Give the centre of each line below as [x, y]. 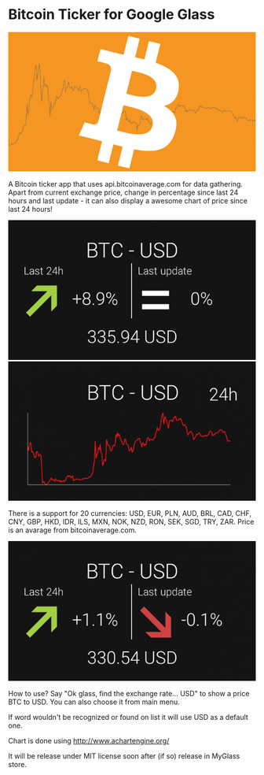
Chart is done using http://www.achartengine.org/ [89, 740]
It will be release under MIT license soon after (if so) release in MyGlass [124, 756]
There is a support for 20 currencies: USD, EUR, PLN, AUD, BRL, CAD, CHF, [130, 514]
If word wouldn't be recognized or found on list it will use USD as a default [128, 717]
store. [18, 764]
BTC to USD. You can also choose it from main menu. [94, 702]
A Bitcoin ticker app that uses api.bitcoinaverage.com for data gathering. [126, 184]
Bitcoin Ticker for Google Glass [112, 15]
